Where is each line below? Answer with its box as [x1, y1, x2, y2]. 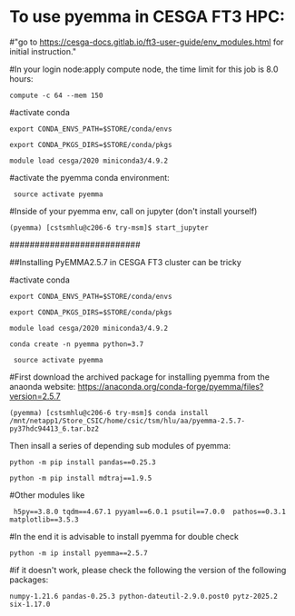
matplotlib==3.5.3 [9, 515, 79, 524]
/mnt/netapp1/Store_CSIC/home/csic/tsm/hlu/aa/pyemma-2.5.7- [9, 416, 246, 425]
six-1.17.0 [9, 600, 51, 609]
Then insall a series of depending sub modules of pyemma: [9, 440, 231, 451]
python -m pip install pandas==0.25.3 [9, 457, 156, 467]
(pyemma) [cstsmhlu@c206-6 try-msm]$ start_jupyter [9, 223, 209, 233]
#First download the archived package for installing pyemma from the [9, 371, 270, 383]
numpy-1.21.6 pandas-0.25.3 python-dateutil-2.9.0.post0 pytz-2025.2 [9, 591, 279, 601]
